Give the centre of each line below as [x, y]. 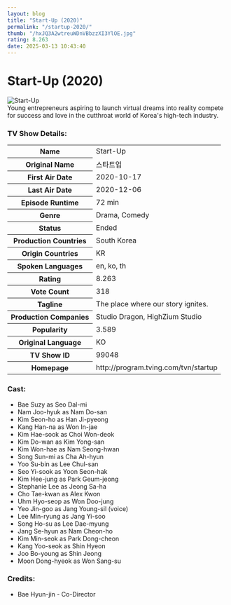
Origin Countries [50, 254]
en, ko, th [111, 266]
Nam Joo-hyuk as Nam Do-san [62, 412]
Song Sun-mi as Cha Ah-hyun [60, 456]
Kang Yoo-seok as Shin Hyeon [62, 546]
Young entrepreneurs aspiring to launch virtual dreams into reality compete [115, 108]
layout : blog [26, 14]
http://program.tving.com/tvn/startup [157, 367]
